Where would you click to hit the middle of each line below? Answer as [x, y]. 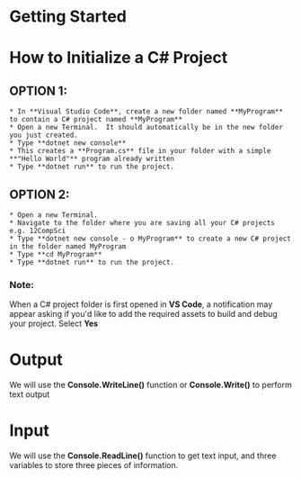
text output [30, 394]
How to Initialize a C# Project [119, 58]
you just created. [44, 135]
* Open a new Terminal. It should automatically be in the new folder [146, 128]
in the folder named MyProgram [68, 247]
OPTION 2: [40, 194]
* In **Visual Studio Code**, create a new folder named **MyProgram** [146, 112]
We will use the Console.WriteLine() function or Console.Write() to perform [150, 385]
